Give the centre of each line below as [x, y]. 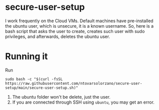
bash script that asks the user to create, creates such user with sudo [75, 31]
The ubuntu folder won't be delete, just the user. [61, 97]
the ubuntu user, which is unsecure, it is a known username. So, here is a [79, 26]
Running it [26, 56]
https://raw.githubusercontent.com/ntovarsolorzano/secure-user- [74, 83]
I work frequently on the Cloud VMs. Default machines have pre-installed [79, 21]
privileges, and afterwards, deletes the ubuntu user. [58, 37]
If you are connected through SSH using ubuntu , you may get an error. [83, 102]
